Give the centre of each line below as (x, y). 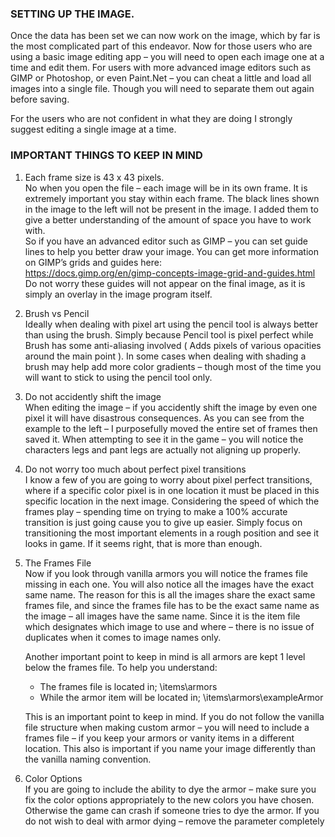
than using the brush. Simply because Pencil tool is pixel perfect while (169, 334)
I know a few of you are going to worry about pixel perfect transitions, (168, 479)
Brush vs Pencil (57, 313)
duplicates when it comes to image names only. (123, 637)
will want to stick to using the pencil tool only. (118, 377)
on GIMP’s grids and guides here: (93, 262)
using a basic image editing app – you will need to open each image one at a (167, 57)
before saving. (40, 99)
